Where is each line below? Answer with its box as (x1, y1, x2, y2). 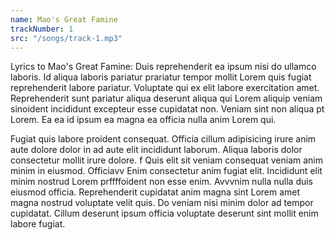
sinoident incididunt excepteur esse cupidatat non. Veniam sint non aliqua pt (10, 103, 325, 115)
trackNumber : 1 (10, 24, 74, 34)
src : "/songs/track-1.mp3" (10, 33, 123, 43)
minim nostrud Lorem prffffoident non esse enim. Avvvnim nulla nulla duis (10, 176, 314, 188)
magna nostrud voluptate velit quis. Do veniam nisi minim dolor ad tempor (10, 197, 314, 209)
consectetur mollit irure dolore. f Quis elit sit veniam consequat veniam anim (10, 154, 324, 166)
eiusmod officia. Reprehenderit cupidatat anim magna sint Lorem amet (10, 186, 301, 198)
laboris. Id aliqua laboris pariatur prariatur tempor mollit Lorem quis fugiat (10, 71, 312, 83)
